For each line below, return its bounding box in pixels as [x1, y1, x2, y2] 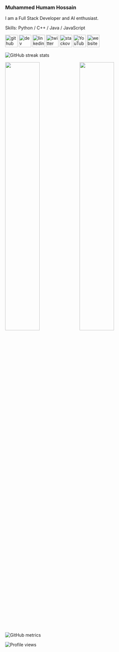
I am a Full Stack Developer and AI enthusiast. [5, 15, 99, 21]
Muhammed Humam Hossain [5, 4, 77, 11]
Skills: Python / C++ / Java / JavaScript [5, 25, 85, 31]
